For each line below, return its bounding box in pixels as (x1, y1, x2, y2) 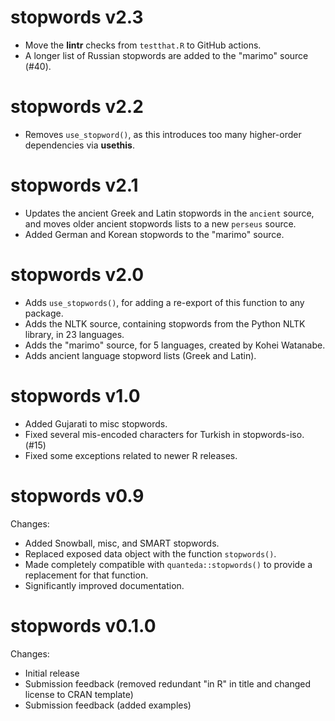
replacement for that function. (24, 569, 149, 581)
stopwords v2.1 (10, 174, 139, 197)
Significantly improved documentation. (24, 579, 185, 591)
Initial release (24, 667, 80, 679)
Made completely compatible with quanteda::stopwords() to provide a (24, 558, 313, 570)
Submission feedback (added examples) (24, 699, 192, 711)
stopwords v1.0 (10, 384, 141, 407)
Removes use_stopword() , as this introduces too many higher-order (24, 128, 302, 140)
